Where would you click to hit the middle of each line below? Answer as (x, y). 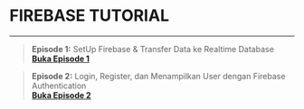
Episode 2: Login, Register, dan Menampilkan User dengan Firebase (158, 76)
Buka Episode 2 (62, 95)
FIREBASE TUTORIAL (90, 16)
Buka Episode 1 (61, 59)
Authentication (59, 86)
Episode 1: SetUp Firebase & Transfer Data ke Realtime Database (152, 49)
